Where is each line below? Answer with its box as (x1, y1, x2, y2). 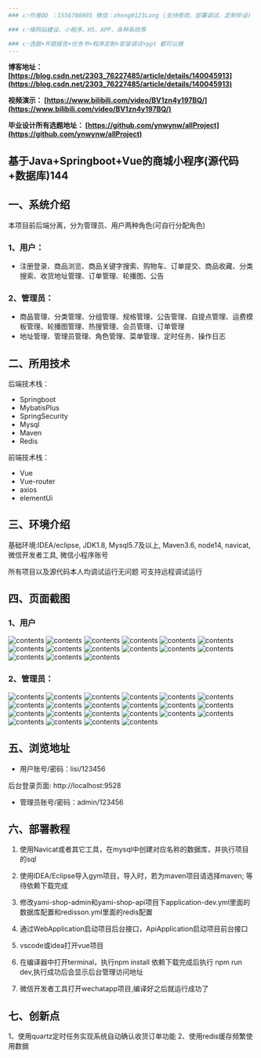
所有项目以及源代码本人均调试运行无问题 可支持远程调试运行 (8, 567, 202, 576)
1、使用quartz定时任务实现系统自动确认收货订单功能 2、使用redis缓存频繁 (8, 1031, 247, 1041)
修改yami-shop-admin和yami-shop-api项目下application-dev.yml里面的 (19, 898, 251, 907)
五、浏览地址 (8, 742, 71, 755)
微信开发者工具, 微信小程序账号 (8, 550, 108, 560)
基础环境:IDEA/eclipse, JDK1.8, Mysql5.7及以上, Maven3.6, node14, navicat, (8, 540, 251, 549)
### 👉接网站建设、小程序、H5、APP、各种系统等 (8, 25, 147, 34)
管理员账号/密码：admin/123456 (19, 797, 124, 807)
